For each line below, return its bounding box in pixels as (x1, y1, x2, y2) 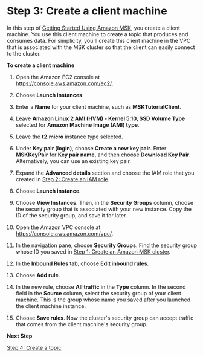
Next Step (7, 332, 33, 339)
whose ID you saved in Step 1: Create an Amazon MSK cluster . (15, 248, 171, 255)
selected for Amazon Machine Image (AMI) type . (15, 121, 140, 128)
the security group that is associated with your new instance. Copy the (15, 205, 192, 213)
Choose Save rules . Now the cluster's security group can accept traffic (15, 314, 194, 321)
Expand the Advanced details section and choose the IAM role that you (15, 169, 195, 176)
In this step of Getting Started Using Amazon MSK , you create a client (7, 24, 181, 31)
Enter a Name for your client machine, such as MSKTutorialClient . (15, 103, 182, 110)
